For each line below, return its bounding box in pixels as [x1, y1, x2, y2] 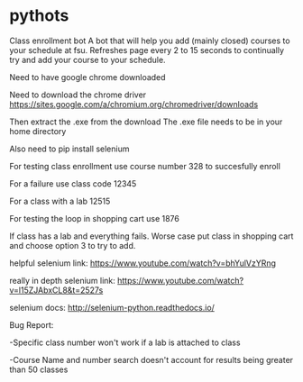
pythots [9, 5, 69, 26]
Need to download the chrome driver [9, 89, 147, 100]
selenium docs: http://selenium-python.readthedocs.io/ [9, 302, 215, 313]
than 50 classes [9, 364, 69, 375]
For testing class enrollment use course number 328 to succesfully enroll [9, 160, 281, 171]
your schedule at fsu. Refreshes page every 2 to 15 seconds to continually [9, 44, 285, 55]
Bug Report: [9, 319, 54, 330]
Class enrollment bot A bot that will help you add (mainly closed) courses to [9, 35, 290, 46]
